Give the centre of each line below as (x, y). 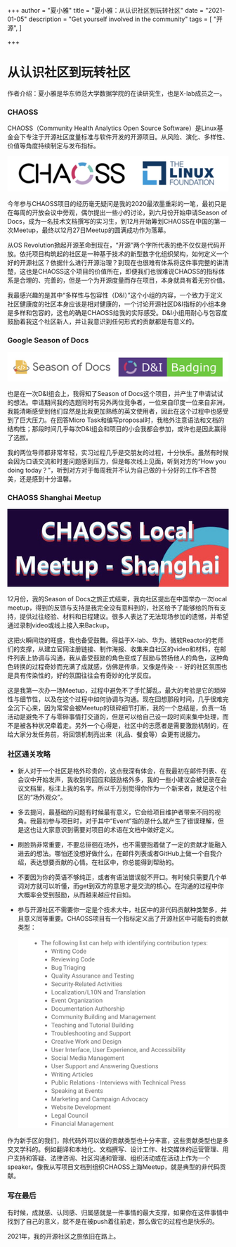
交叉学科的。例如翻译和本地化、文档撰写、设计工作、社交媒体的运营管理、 (115, 1149)
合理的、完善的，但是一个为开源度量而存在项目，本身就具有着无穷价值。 (124, 281)
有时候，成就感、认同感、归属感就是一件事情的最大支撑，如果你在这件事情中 (118, 1213)
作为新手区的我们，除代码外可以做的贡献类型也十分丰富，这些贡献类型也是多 (118, 1141)
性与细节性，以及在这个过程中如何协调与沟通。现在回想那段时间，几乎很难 (115, 699)
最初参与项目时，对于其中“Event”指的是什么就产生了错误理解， (127, 821)
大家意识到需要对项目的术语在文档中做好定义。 (110, 829)
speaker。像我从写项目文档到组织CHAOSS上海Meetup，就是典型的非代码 (113, 1167)
